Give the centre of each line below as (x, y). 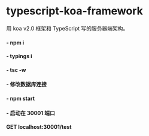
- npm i (15, 43)
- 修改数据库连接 (26, 84)
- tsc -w (16, 69)
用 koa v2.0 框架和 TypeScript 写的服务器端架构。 (67, 28)
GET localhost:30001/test (39, 127)
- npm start (20, 98)
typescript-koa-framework (75, 11)
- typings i (19, 56)
